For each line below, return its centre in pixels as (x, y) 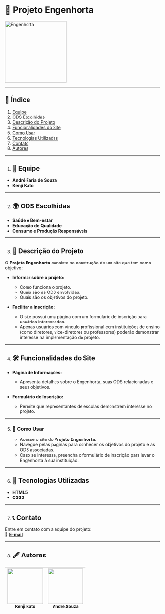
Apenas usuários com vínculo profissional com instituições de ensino (89, 327)
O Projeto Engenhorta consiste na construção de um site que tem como (78, 263)
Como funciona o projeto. (45, 287)
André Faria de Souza (35, 180)
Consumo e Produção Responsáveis (50, 231)
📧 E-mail (14, 534)
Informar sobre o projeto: (38, 278)
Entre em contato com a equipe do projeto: (48, 529)
